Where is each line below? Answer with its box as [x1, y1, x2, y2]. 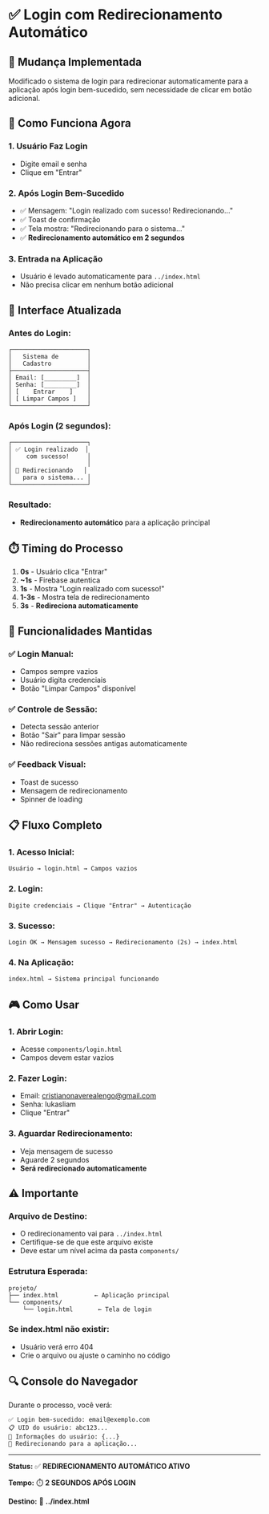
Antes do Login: [8, 327, 71, 339]
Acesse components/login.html [19, 1044, 122, 1053]
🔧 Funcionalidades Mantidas [8, 624, 153, 638]
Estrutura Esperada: [8, 1266, 88, 1277]
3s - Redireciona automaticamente [19, 601, 139, 611]
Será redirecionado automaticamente [19, 1163, 147, 1173]
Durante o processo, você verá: [8, 1400, 112, 1410]
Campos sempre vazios [19, 667, 98, 676]
